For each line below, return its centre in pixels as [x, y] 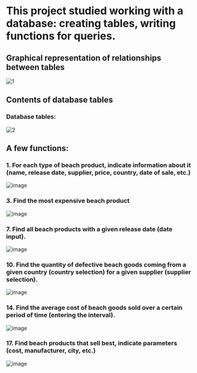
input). [16, 236]
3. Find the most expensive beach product [68, 201]
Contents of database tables [60, 100]
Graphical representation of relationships [84, 58]
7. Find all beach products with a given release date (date [89, 229]
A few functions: [38, 148]
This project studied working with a [95, 11]
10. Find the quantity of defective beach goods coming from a [96, 265]
